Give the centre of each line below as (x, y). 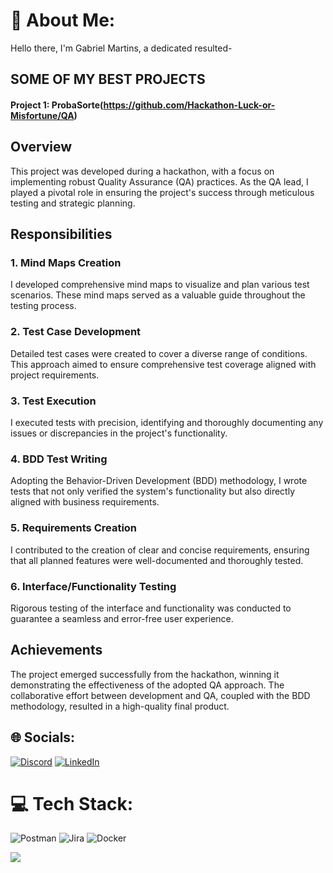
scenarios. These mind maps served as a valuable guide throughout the (158, 295)
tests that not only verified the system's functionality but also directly (152, 491)
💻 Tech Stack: (72, 803)
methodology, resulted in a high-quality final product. (120, 706)
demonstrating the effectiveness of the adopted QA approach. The (147, 685)
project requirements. (55, 375)
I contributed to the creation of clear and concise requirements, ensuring (160, 550)
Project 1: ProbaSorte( (57, 105)
